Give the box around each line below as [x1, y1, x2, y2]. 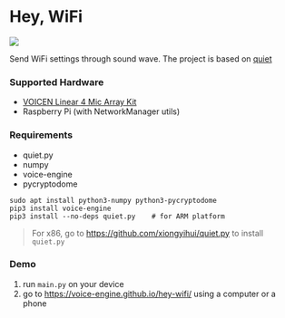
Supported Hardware [9, 75, 104, 88]
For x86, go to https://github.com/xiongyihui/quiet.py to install [31, 227, 264, 238]
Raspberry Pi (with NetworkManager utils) [22, 106, 181, 117]
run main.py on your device [22, 278, 124, 289]
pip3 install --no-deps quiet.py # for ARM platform [9, 211, 225, 221]
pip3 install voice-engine [9, 204, 112, 213]
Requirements [9, 129, 74, 141]
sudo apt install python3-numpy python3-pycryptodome [9, 196, 218, 205]
